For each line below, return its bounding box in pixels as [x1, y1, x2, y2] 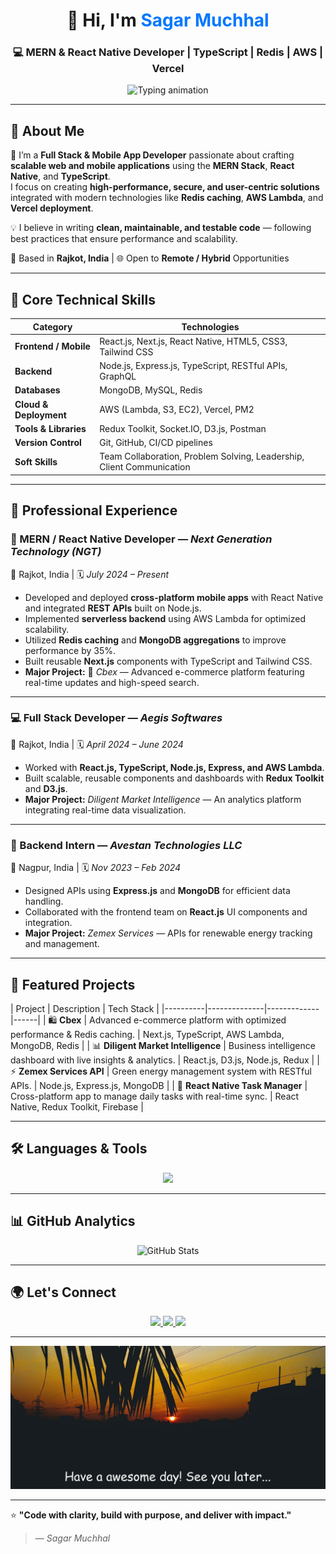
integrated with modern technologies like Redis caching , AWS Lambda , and [10, 192, 324, 204]
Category [32, 320, 73, 333]
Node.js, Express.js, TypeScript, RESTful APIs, [99, 360, 288, 372]
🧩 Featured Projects [10, 976, 136, 993]
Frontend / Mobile [14, 340, 91, 353]
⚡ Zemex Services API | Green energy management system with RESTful [10, 1065, 312, 1077]
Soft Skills [14, 455, 58, 468]
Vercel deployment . [10, 202, 94, 214]
